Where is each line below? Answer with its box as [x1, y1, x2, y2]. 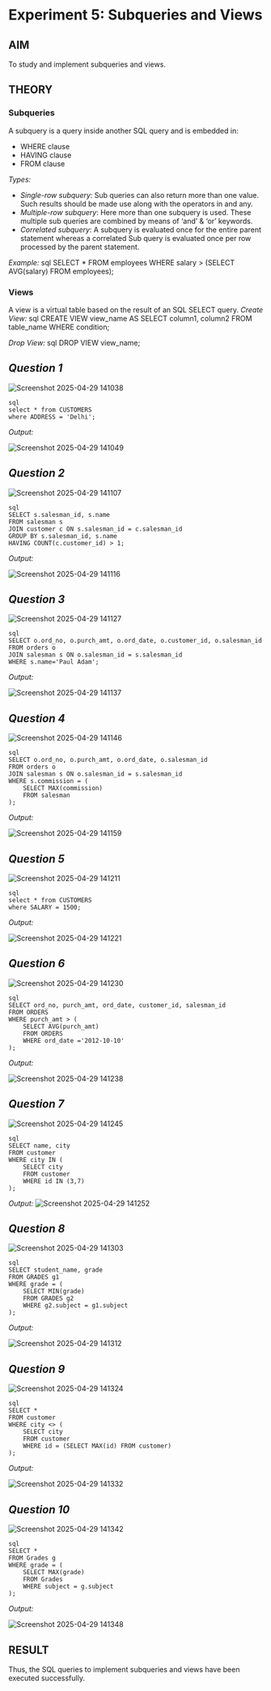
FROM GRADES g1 [8, 1273, 60, 1281]
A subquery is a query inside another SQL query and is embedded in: [8, 126, 239, 136]
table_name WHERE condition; [8, 322, 110, 332]
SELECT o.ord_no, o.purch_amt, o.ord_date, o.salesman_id [8, 756, 208, 764]
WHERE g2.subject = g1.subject [23, 1302, 129, 1310]
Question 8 [8, 1222, 66, 1236]
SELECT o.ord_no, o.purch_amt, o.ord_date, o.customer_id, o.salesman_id [8, 637, 263, 645]
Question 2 [8, 467, 65, 480]
